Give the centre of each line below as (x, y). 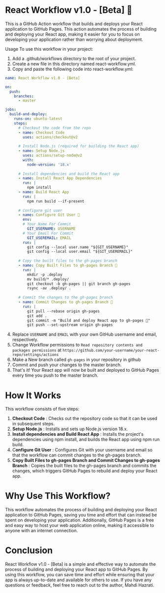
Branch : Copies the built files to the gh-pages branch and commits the (84, 466)
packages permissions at (37, 350)
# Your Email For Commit (48, 233)
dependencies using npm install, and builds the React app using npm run (86, 439)
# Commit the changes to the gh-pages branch (65, 298)
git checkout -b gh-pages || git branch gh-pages (79, 284)
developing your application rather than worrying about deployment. (74, 39)
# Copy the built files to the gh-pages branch (68, 261)
